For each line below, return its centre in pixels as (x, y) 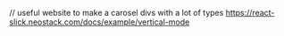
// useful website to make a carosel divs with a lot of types (117, 13)
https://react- (250, 13)
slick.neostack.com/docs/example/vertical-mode (100, 22)
